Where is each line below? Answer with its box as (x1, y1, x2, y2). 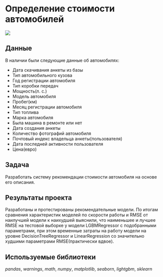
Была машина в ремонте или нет (12, 120, 82, 126)
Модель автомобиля (12, 93, 56, 99)
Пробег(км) (12, 98, 37, 104)
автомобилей (5, 13, 64, 25)
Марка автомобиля (12, 114, 54, 120)
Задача (5, 161, 29, 169)
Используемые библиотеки (5, 253, 96, 261)
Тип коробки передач (12, 83, 59, 89)
